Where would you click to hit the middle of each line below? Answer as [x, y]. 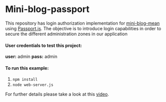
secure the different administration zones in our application [66, 34]
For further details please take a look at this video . [57, 94]
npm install [25, 80]
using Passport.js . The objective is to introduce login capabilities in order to [83, 28]
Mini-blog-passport [47, 9]
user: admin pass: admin [31, 57]
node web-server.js [33, 85]
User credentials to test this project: [44, 45]
